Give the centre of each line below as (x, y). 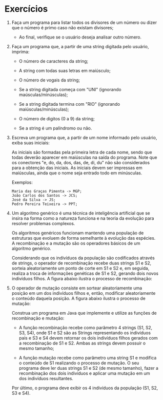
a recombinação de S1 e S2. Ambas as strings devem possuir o (82, 343)
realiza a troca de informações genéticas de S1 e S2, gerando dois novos (85, 273)
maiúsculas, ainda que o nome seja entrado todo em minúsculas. (77, 173)
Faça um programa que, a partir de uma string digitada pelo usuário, (80, 46)
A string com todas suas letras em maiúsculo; (65, 70)
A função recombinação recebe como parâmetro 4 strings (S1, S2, (85, 327)
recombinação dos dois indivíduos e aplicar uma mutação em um (84, 373)
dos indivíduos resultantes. (46, 378)
